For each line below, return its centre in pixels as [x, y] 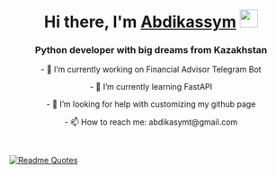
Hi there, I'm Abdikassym [140, 22]
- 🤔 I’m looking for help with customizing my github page [151, 104]
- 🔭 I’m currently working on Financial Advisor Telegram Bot [151, 70]
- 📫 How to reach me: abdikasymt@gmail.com [151, 122]
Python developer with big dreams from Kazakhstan [151, 50]
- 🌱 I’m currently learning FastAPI [151, 87]
